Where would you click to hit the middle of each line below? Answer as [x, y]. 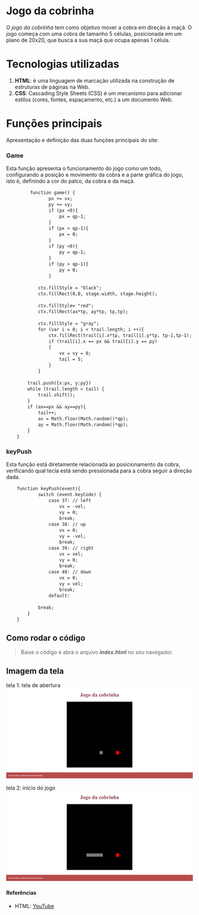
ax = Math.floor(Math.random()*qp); [83, 419]
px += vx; [60, 199]
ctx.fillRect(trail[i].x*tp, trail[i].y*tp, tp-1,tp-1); [120, 336]
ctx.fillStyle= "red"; [66, 306]
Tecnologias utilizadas [63, 64]
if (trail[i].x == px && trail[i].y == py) [103, 341]
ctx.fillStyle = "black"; [70, 288]
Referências [21, 892]
